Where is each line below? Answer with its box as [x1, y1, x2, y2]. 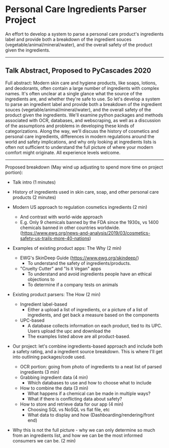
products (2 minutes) [12, 194, 56, 200]
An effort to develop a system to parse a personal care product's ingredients [5, 31, 164, 37]
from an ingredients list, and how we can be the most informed [12, 432, 143, 438]
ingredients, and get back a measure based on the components [27, 312, 159, 318]
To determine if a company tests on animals [27, 282, 118, 288]
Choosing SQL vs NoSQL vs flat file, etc [27, 406, 110, 412]
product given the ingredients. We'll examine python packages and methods [5, 112, 163, 118]
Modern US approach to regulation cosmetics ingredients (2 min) [12, 204, 147, 210]
